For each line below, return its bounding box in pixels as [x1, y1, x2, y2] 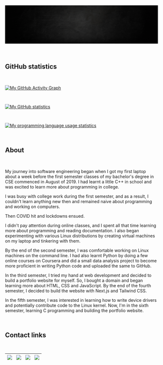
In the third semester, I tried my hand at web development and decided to [5, 272, 152, 278]
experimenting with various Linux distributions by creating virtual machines [5, 233, 155, 239]
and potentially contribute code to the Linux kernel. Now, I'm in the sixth [5, 302, 149, 308]
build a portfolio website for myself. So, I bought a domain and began [5, 278, 143, 283]
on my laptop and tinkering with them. [5, 238, 81, 243]
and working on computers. [5, 204, 61, 209]
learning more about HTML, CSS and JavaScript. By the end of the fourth [5, 282, 151, 288]
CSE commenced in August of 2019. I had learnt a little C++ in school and [5, 178, 152, 185]
